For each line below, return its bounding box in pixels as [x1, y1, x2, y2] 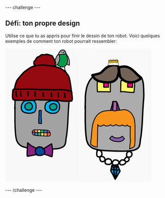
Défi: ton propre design [5, 19, 80, 28]
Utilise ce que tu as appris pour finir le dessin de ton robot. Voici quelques [5, 33, 160, 39]
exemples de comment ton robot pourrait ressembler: [5, 38, 117, 44]
